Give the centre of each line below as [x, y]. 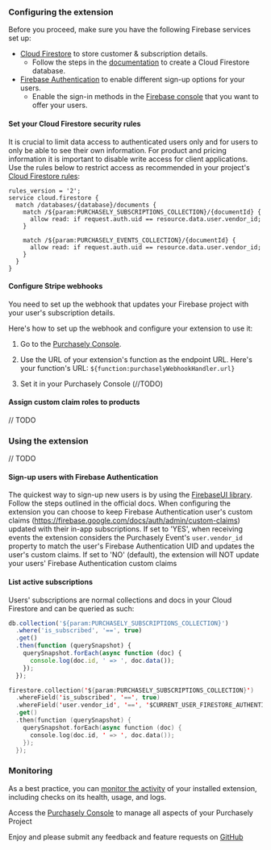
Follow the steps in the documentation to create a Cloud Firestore [141, 62]
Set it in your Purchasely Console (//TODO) [92, 383]
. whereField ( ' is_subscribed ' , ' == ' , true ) [88, 698]
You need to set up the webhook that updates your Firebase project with [128, 304]
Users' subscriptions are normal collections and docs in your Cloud [120, 600]
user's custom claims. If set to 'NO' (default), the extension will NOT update [134, 555]
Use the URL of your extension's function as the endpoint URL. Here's [136, 359]
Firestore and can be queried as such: [71, 608]
